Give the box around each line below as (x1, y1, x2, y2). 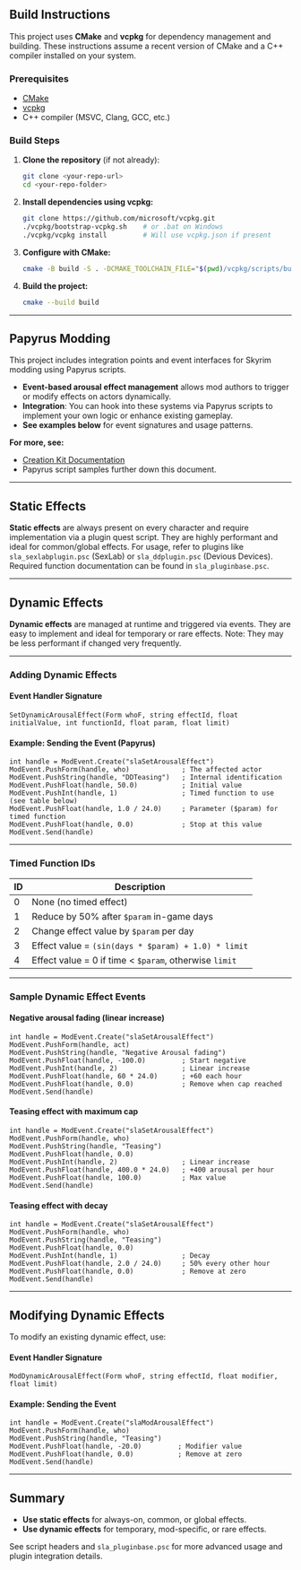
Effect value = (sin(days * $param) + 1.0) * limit (31, 939, 249, 952)
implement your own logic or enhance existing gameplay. (21, 410, 234, 421)
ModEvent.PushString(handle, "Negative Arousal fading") (9, 1048, 227, 1057)
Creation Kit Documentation (21, 455, 125, 466)
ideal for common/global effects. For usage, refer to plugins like (9, 542, 245, 553)
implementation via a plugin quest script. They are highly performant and (9, 532, 279, 543)
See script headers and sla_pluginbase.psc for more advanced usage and (9, 1541, 283, 1552)
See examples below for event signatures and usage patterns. (21, 420, 254, 431)
